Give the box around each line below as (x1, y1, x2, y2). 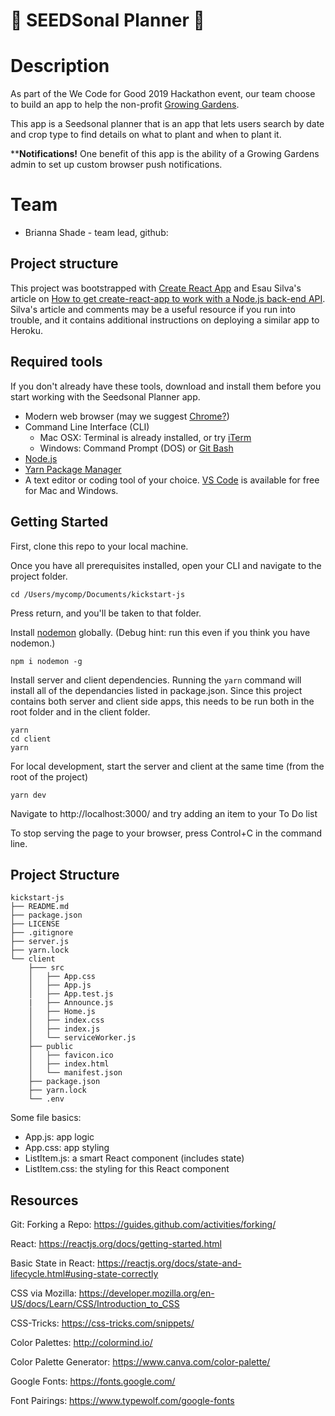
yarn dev (10, 790, 47, 800)
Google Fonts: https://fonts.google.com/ (10, 1375, 176, 1388)
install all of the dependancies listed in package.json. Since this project (10, 684, 303, 696)
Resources (10, 1192, 79, 1209)
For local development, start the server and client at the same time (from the (10, 760, 325, 772)
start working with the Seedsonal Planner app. (10, 390, 201, 403)
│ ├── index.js (28, 1024, 101, 1034)
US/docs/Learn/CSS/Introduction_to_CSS (10, 1298, 180, 1310)
